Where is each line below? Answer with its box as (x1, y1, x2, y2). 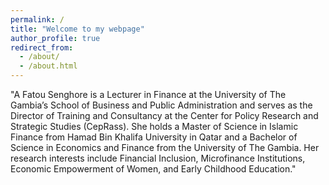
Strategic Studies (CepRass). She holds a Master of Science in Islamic (10, 121, 299, 132)
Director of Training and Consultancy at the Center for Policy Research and (10, 110, 319, 121)
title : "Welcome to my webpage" (10, 24, 145, 34)
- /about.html (19, 61, 78, 71)
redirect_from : (10, 42, 74, 53)
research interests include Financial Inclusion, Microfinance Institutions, (10, 152, 306, 164)
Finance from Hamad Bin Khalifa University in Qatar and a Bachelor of (10, 131, 298, 143)
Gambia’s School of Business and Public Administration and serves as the (10, 99, 313, 111)
